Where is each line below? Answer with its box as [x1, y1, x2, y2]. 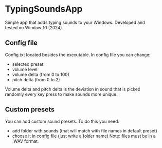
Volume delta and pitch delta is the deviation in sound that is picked [5, 86, 141, 92]
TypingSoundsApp [5, 3, 83, 15]
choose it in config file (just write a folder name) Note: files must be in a [12, 133, 156, 139]
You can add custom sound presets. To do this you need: [5, 118, 120, 124]
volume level [12, 66, 38, 72]
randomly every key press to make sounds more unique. [5, 91, 118, 97]
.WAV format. [12, 138, 39, 144]
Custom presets [5, 106, 55, 114]
